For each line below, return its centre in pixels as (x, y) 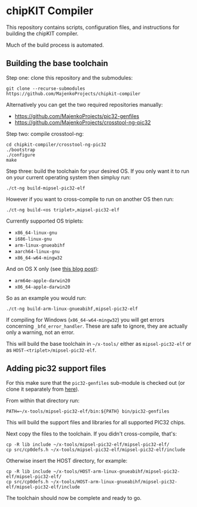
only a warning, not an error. (40, 332)
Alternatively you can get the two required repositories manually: (84, 104)
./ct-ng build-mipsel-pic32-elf (46, 188)
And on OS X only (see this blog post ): (52, 269)
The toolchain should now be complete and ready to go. (74, 498)
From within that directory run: (43, 400)
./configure (21, 155)
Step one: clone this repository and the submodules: (70, 77)
